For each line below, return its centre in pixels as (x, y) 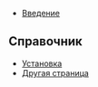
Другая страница (55, 72)
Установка (42, 63)
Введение (41, 13)
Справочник (45, 41)
